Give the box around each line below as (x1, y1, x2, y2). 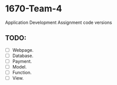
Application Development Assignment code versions (5, 19, 113, 25)
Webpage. (12, 47, 34, 53)
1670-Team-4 (5, 3, 62, 14)
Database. (12, 53, 34, 59)
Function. (12, 70, 32, 75)
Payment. (12, 58, 32, 64)
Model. (12, 64, 27, 70)
